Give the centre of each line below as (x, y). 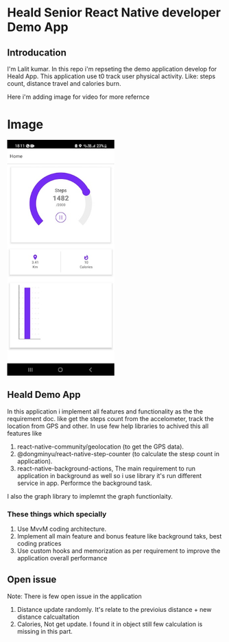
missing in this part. (45, 631)
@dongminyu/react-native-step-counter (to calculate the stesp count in (118, 453)
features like (25, 433)
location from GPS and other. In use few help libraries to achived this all (108, 426)
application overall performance (62, 558)
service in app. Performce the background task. (84, 483)
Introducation (37, 52)
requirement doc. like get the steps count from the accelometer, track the (110, 418)
